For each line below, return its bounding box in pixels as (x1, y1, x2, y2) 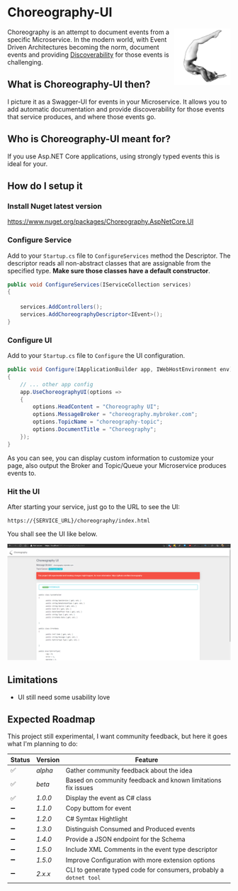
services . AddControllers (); (20, 303, 103, 311)
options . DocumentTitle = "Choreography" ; (33, 426, 157, 433)
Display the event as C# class (65, 794, 152, 802)
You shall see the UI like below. (7, 530, 98, 538)
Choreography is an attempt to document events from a (7, 28, 170, 36)
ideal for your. (7, 159, 48, 168)
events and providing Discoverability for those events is (7, 50, 169, 59)
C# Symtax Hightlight (65, 814, 128, 823)
